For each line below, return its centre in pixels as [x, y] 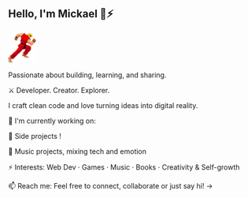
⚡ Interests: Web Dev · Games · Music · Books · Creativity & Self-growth [124, 167]
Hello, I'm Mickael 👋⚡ [61, 14]
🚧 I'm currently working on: [52, 121]
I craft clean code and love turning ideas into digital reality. [103, 105]
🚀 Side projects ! [35, 136]
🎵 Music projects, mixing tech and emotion [78, 151]
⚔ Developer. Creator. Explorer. [59, 90]
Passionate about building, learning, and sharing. [87, 75]
